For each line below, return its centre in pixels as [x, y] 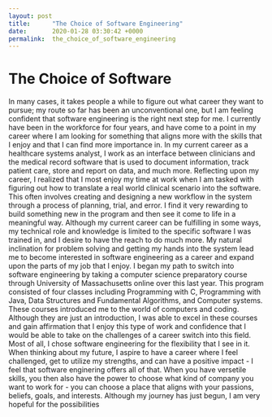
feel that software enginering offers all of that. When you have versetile [127, 370]
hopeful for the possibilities [54, 405]
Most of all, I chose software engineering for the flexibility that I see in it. [129, 344]
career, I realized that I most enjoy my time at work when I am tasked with [131, 179]
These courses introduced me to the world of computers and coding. [124, 309]
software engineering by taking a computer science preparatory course [128, 274]
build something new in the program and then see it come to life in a [122, 214]
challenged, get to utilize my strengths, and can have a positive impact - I [131, 361]
